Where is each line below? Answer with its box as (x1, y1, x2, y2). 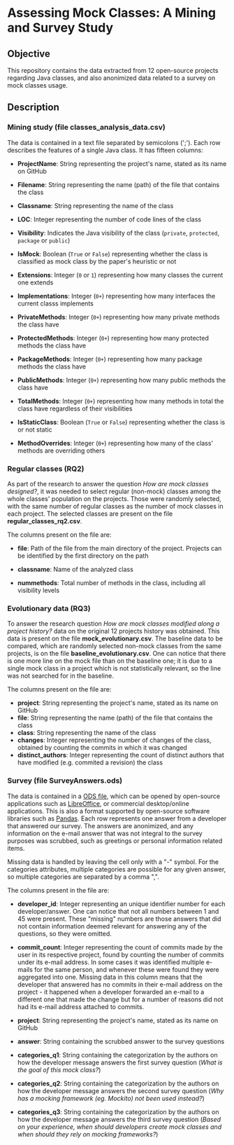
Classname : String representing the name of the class (17, 201, 174, 210)
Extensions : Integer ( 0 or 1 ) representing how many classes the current (17, 270, 224, 279)
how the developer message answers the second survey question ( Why (17, 1086, 224, 1095)
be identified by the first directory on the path (17, 551, 149, 560)
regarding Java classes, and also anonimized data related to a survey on (7, 74, 216, 82)
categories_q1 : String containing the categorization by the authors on (17, 1050, 218, 1059)
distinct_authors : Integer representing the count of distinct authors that (17, 751, 225, 760)
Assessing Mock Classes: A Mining (7, 5, 217, 21)
